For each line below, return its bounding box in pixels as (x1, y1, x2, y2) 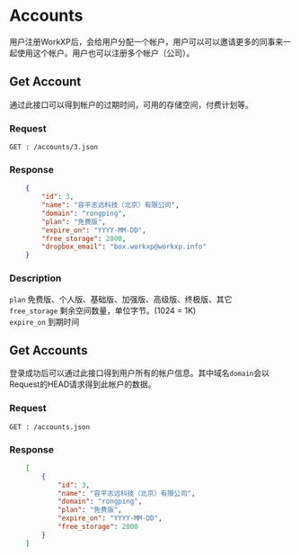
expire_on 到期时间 (9, 316, 80, 327)
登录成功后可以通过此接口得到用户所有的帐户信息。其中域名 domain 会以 (9, 368, 269, 379)
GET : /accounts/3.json (9, 143, 99, 152)
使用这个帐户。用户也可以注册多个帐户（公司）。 (16, 47, 195, 58)
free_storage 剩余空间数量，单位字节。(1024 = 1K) (9, 305, 197, 316)
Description (9, 272, 62, 284)
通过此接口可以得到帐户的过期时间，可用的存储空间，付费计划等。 (9, 99, 253, 110)
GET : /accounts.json (9, 422, 91, 432)
